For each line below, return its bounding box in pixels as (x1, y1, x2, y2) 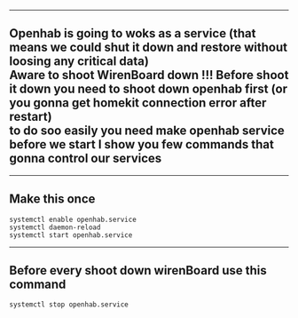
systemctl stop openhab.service (9, 300, 129, 309)
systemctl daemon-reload (9, 223, 101, 232)
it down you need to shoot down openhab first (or (9, 82, 288, 97)
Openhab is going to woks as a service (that (9, 26, 256, 41)
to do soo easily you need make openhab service (9, 123, 286, 139)
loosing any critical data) (9, 54, 149, 69)
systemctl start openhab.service (9, 230, 133, 240)
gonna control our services (9, 151, 162, 166)
